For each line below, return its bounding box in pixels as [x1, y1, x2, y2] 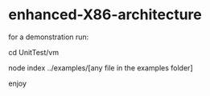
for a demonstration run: [8, 32, 89, 42]
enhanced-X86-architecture [8, 6, 203, 24]
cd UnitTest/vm [8, 47, 59, 57]
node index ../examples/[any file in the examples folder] [8, 62, 193, 73]
